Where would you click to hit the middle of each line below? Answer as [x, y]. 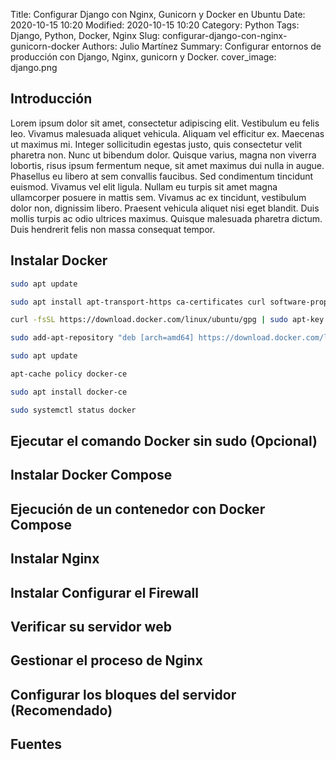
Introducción [51, 99]
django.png [34, 67]
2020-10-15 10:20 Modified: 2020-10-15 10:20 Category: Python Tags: [155, 25]
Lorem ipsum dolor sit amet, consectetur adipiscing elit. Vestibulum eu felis [165, 123]
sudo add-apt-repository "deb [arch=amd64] [102, 338]
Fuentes [36, 744]
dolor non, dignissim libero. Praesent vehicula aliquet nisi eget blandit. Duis [165, 208]
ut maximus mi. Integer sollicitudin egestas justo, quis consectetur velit [156, 144]
